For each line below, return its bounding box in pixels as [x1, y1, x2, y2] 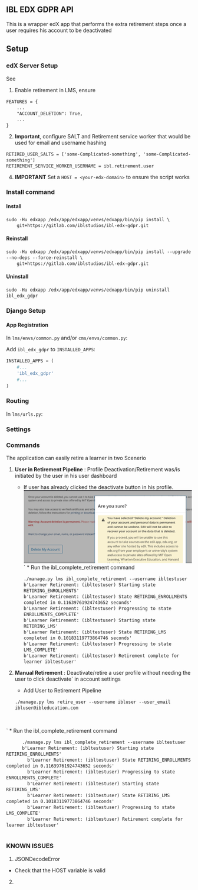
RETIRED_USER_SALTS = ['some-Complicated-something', [6, 151, 141, 157]
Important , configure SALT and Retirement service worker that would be [14, 132, 191, 140]
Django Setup [6, 306, 46, 315]
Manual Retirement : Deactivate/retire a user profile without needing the [14, 669, 191, 677]
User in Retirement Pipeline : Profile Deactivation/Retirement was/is [14, 466, 180, 473]
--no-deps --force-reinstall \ [6, 254, 83, 261]
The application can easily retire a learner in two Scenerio [6, 455, 146, 462]
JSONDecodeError [14, 855, 61, 862]
